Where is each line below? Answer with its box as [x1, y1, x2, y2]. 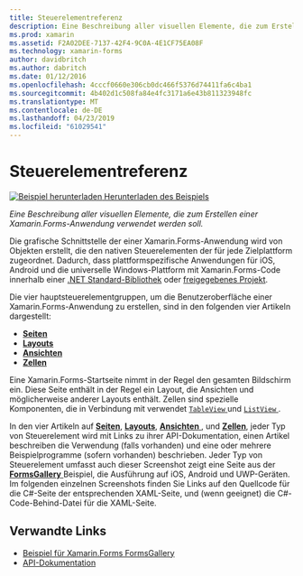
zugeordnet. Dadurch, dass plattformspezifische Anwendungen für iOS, [9, 255, 276, 265]
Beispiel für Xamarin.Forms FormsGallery [22, 547, 175, 558]
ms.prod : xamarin [9, 30, 75, 39]
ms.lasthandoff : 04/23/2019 [9, 114, 115, 123]
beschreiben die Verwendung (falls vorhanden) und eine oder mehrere [9, 440, 272, 451]
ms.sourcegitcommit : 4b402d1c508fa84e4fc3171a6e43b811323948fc [9, 88, 252, 98]
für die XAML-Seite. [83, 497, 157, 508]
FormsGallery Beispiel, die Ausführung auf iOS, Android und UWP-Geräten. [9, 469, 290, 479]
